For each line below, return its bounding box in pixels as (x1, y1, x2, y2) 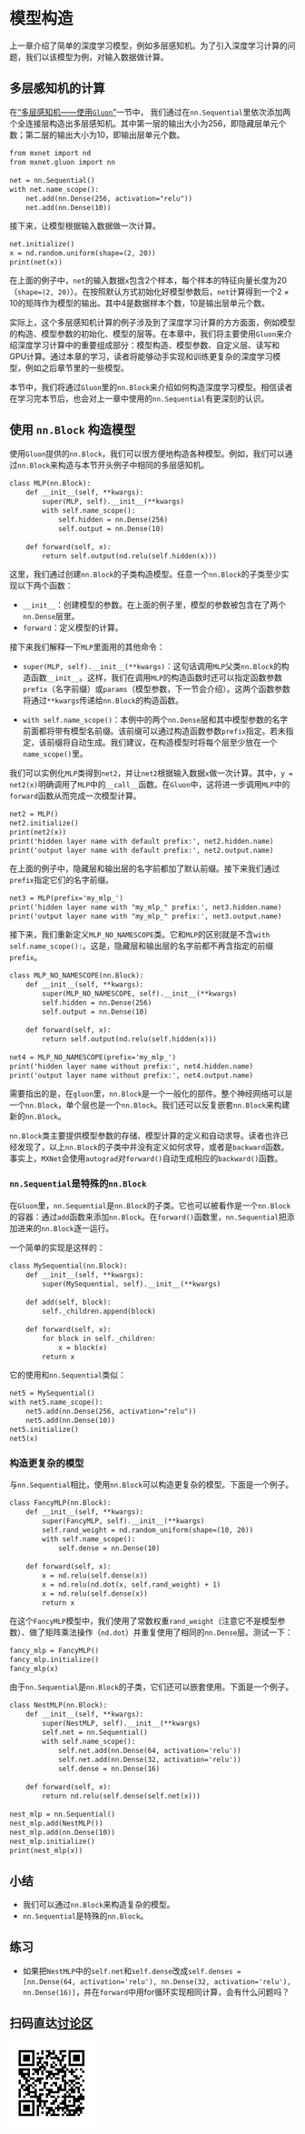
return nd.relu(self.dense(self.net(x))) (42, 1792, 202, 1801)
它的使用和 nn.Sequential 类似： (9, 1369, 127, 1380)
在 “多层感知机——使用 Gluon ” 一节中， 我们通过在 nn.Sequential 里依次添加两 (9, 106, 291, 117)
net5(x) (9, 1434, 39, 1443)
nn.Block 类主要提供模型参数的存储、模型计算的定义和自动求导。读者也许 (9, 1129, 281, 1141)
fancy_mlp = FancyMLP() (9, 1647, 100, 1656)
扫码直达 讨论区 (9, 2016, 93, 2031)
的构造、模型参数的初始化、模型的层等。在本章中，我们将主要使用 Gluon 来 (9, 328, 284, 339)
